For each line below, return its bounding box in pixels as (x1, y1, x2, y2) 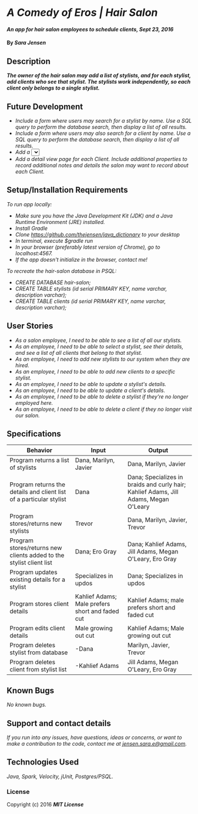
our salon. (15, 411, 40, 418)
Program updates (9, 568, 58, 576)
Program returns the (9, 480, 65, 489)
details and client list (9, 488, 66, 496)
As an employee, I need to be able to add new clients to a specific (15, 368, 176, 375)
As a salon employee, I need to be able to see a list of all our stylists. (15, 337, 182, 344)
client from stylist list (9, 665, 67, 674)
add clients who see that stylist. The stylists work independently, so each (6, 78, 191, 85)
